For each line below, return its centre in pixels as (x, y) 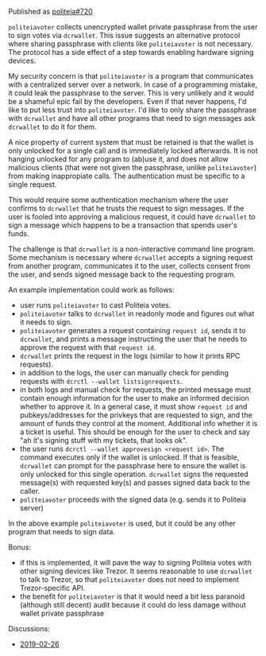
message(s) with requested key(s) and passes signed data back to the (135, 483)
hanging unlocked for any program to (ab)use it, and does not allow (118, 159)
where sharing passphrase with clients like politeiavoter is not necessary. (131, 44)
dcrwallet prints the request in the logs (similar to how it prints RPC (130, 356)
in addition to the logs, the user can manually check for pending (124, 373)
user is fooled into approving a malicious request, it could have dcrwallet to (132, 217)
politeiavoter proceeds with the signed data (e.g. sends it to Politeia (133, 499)
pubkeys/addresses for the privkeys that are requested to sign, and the (136, 415)
